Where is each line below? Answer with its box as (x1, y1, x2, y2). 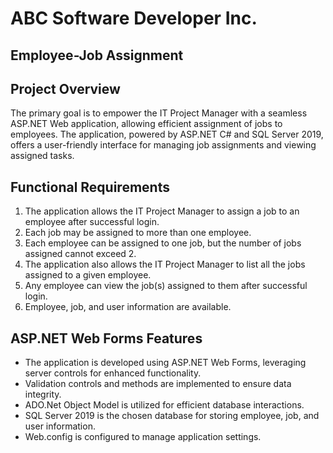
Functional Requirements (10, 178, 170, 196)
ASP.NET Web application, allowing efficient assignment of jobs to (10, 118, 283, 130)
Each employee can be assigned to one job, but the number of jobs (24, 237, 302, 249)
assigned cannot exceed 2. (24, 248, 137, 260)
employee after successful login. (24, 216, 160, 228)
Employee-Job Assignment (10, 47, 184, 64)
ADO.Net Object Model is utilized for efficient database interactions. (24, 399, 305, 411)
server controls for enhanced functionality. (24, 367, 202, 379)
